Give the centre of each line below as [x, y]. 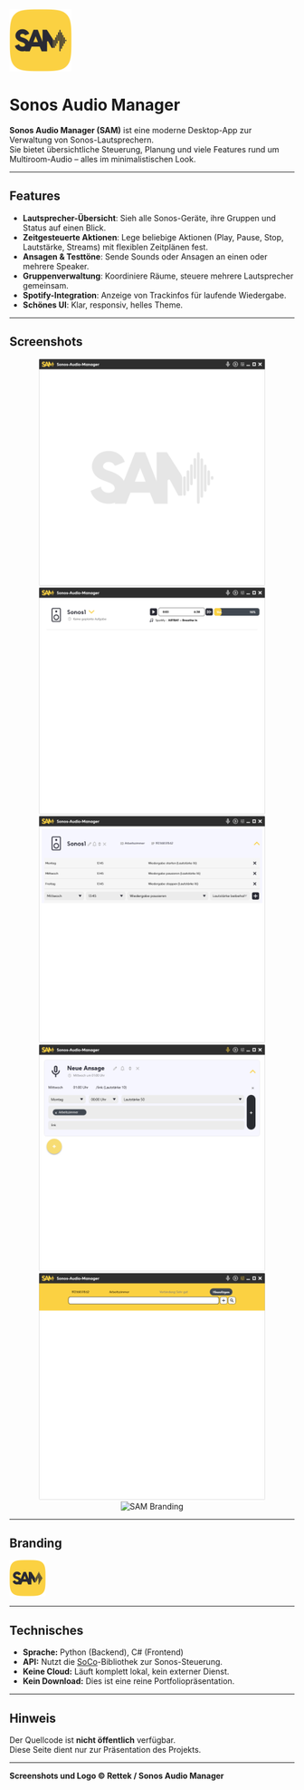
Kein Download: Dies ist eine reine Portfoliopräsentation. [128, 1681]
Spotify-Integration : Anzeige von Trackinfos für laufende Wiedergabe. [154, 295]
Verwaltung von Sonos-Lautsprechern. [82, 140]
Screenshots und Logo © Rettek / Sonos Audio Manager [117, 1775]
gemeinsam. [46, 285]
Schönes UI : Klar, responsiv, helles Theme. [103, 305]
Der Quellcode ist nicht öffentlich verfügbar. [93, 1740]
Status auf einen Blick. [64, 228]
